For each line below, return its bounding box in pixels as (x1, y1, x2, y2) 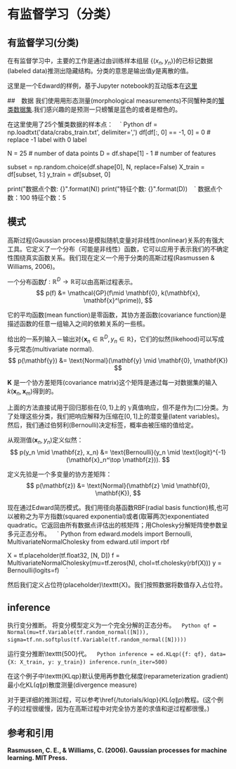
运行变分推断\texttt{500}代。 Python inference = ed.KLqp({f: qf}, (7, 650, 207, 658)
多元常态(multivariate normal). (7, 345, 94, 353)
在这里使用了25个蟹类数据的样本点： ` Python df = (7, 120, 158, 129)
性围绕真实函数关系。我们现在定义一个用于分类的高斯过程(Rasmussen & (7, 254, 216, 262)
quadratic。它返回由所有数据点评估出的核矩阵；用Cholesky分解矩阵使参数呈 (7, 521, 228, 530)
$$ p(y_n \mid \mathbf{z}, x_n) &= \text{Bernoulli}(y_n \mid (9, 448, 181, 456)
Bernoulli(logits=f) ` (7, 566, 68, 574)
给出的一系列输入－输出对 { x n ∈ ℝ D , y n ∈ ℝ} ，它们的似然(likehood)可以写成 (7, 334, 225, 345)
